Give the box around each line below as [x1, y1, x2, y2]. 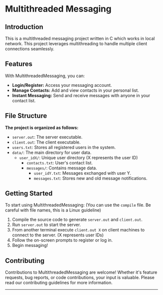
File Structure [5, 112, 47, 120]
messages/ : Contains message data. [26, 165, 97, 171]
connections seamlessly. [5, 46, 54, 51]
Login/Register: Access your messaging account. [12, 82, 112, 88]
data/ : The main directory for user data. [12, 149, 92, 155]
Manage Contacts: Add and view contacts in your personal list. [12, 87, 139, 93]
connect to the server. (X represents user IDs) [12, 232, 104, 238]
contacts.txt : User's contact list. [26, 160, 93, 165]
